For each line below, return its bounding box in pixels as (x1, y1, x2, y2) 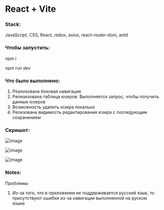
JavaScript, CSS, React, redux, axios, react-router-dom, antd (5, 32, 128, 38)
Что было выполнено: (5, 77, 60, 84)
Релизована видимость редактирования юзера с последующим (12, 109, 147, 115)
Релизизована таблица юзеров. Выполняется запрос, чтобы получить (12, 94, 160, 100)
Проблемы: (5, 180, 29, 186)
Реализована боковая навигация (12, 88, 81, 94)
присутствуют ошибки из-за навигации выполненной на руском (12, 195, 147, 201)
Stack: (5, 21, 21, 28)
